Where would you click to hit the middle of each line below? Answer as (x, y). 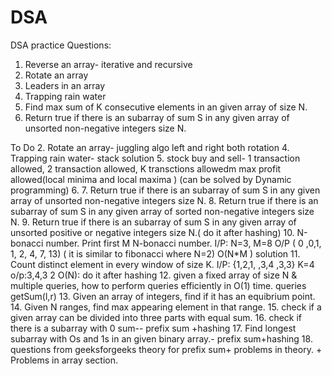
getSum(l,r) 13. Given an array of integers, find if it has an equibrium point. (163, 296)
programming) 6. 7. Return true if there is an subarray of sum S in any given (165, 190)
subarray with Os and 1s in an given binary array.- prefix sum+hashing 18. (161, 338)
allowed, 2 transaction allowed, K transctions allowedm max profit (146, 168)
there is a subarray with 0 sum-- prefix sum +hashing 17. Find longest (153, 328)
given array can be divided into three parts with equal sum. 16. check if (156, 317)
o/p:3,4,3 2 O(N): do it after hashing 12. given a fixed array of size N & (154, 275)
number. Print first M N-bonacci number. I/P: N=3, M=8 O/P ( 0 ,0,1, (183, 243)
